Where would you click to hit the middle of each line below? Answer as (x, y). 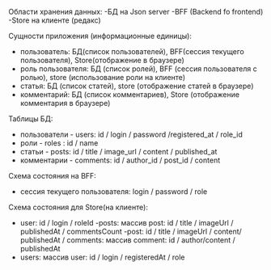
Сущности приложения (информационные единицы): (100, 36)
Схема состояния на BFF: (53, 176)
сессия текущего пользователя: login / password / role (114, 192)
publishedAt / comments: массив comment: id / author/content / (128, 240)
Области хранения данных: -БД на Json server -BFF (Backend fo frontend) (136, 12)
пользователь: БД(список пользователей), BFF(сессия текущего (132, 51)
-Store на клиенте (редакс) (55, 20)
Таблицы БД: (31, 119)
